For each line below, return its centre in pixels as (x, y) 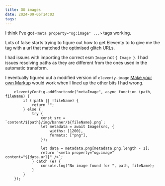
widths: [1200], (66, 131)
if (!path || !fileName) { (51, 101)
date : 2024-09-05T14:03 (30, 14)
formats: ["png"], (69, 135)
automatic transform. (27, 68)
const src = (53, 118)
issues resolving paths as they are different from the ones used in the (76, 63)
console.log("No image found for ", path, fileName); (97, 166)
